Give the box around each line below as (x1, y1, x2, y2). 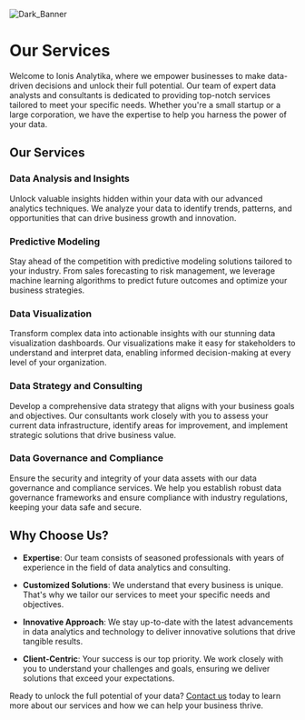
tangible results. (22, 635, 84, 646)
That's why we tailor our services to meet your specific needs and (22, 589, 271, 600)
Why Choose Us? (9, 528, 109, 544)
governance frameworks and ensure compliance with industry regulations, (9, 492, 288, 503)
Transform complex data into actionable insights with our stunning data (9, 328, 276, 339)
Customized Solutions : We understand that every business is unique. (22, 579, 284, 590)
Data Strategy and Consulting (9, 380, 143, 393)
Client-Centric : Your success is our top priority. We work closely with (22, 653, 284, 664)
